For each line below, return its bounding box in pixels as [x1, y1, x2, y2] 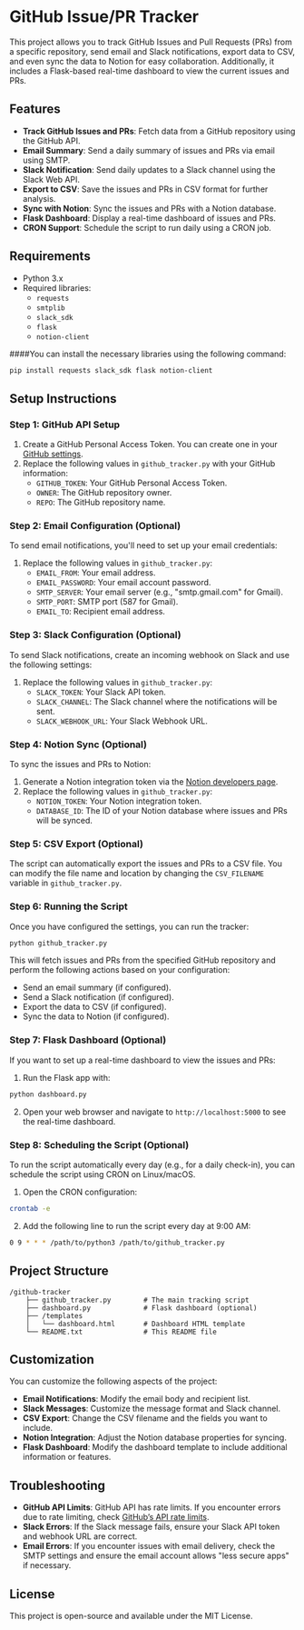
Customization [9, 1352, 95, 1367]
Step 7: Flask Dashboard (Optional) [9, 1034, 167, 1046]
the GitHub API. [22, 135, 81, 146]
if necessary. [22, 1560, 72, 1571]
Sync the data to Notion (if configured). [22, 1011, 170, 1022]
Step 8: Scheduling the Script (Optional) [9, 1138, 190, 1151]
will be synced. [35, 815, 93, 826]
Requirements [9, 248, 91, 265]
